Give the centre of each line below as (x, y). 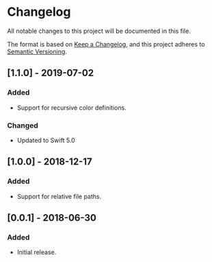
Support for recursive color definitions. (71, 108)
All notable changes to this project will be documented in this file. (99, 31)
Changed (23, 126)
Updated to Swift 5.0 (46, 140)
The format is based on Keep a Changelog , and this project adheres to (106, 44)
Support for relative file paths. (59, 196)
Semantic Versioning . (37, 51)
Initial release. (37, 252)
